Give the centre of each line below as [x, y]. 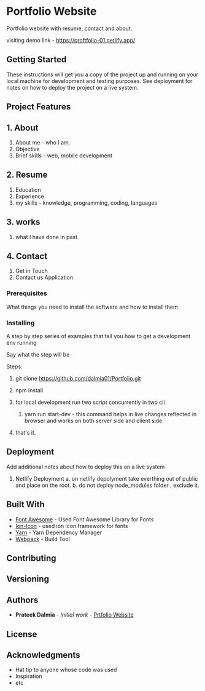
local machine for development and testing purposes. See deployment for [99, 81]
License [22, 634]
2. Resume [27, 175]
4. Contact [27, 256]
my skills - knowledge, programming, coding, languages [86, 203]
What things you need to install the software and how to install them [92, 307]
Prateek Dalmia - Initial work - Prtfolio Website [74, 615]
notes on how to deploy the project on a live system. [72, 87]
